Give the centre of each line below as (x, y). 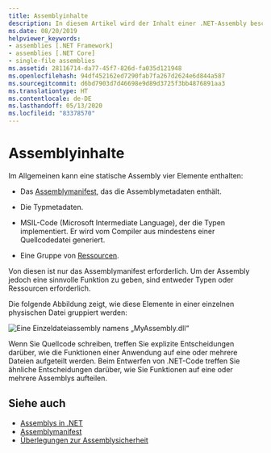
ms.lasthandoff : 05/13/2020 (56, 106)
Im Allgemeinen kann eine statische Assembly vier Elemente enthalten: (126, 175)
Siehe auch (37, 403)
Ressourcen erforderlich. (50, 288)
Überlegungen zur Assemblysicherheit (84, 440)
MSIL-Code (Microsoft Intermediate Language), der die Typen (123, 222)
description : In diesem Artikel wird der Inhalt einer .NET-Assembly (128, 23)
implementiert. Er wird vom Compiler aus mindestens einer (117, 231)
